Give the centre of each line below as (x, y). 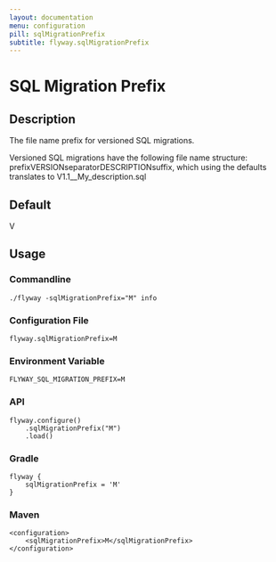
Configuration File (49, 320)
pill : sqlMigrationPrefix (57, 34)
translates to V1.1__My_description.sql (78, 177)
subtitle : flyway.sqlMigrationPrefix (79, 42)
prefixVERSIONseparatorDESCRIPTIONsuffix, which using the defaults (138, 167)
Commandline (40, 280)
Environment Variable (57, 361)
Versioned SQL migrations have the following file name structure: (128, 158)
